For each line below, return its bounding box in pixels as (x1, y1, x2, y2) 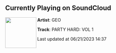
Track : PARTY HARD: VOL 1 (37, 26, 94, 32)
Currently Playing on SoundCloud (5, 4, 112, 12)
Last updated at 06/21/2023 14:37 (37, 36, 107, 42)
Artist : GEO (37, 17, 61, 23)
